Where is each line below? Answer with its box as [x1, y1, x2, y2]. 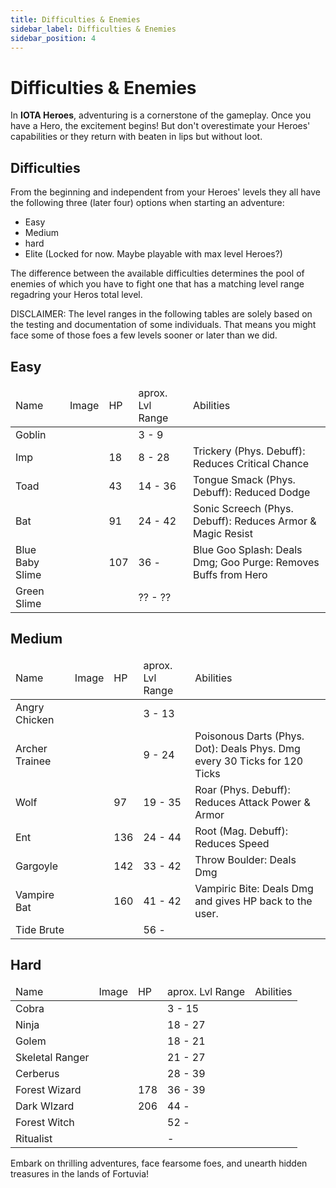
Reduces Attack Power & [194, 795, 311, 809]
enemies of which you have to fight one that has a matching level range [10, 278, 305, 290]
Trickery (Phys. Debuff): [192, 444, 306, 458]
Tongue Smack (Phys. [192, 472, 296, 486]
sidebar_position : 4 [10, 33, 97, 43]
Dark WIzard [15, 1099, 75, 1113]
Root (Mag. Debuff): [194, 824, 288, 838]
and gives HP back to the [194, 894, 313, 908]
